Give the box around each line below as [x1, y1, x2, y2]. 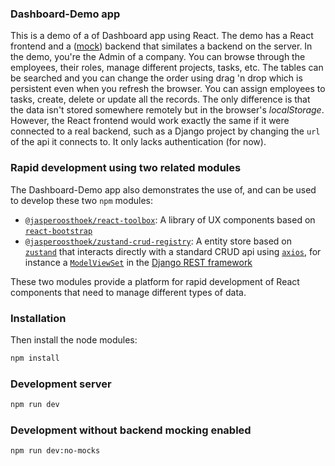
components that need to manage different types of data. [10, 286, 247, 298]
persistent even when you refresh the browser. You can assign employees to [10, 83, 326, 95]
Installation [10, 311, 67, 325]
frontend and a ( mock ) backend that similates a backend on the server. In [10, 40, 313, 52]
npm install [10, 353, 60, 363]
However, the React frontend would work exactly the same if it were [10, 115, 290, 127]
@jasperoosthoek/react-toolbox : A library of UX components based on [24, 213, 316, 226]
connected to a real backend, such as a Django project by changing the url [10, 125, 321, 137]
